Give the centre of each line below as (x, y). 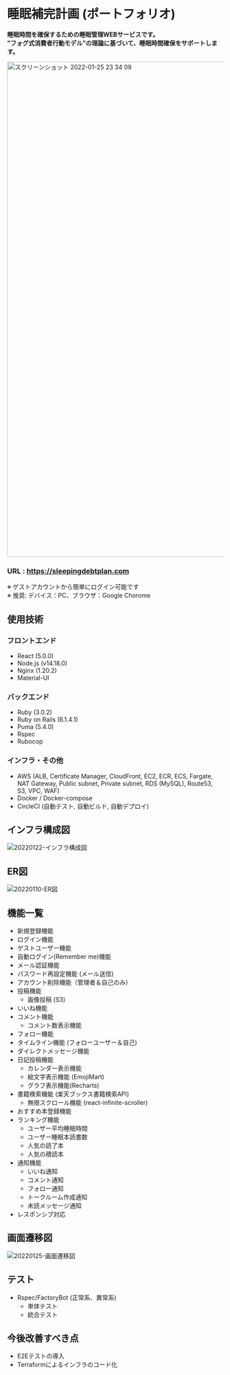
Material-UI (33, 678)
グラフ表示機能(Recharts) (63, 1085)
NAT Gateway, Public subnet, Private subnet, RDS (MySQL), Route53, (115, 783)
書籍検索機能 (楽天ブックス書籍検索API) (73, 1094)
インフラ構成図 (39, 830)
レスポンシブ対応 (41, 1214)
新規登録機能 (35, 930)
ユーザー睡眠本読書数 (57, 1137)
